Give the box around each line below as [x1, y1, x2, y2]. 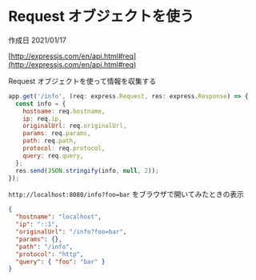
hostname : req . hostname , [22, 107, 106, 115]
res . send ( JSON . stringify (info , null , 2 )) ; [15, 166, 159, 174]
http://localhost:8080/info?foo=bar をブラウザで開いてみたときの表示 [8, 190, 244, 199]
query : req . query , [22, 151, 84, 160]
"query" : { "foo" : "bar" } [15, 258, 106, 266]
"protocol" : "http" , [15, 250, 84, 258]
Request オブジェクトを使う [8, 7, 194, 26]
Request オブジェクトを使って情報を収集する [8, 76, 157, 86]
